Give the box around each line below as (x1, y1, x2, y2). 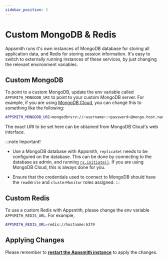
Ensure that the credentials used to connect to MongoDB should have (12, 174, 156, 180)
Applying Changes (5, 236, 65, 244)
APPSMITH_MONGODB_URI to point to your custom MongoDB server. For (5, 94, 144, 100)
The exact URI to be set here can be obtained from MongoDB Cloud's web (5, 123, 158, 130)
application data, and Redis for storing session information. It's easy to (5, 50, 151, 56)
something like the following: (5, 105, 64, 111)
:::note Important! (5, 138, 41, 145)
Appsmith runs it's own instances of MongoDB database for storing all (5, 45, 150, 51)
